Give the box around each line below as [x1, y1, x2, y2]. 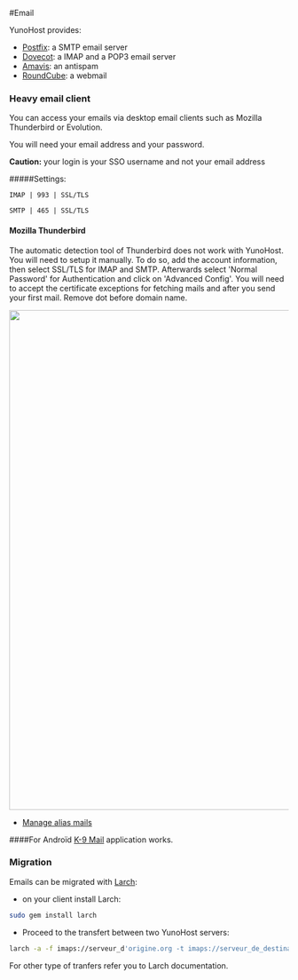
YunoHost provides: [9, 25, 82, 35]
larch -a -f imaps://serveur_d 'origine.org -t [9, 944, 184, 953]
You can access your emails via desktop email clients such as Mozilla [9, 113, 263, 123]
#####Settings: [9, 173, 67, 185]
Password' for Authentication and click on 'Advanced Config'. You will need [9, 273, 285, 283]
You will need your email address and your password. [9, 139, 205, 150]
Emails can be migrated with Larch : [9, 876, 137, 887]
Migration [9, 857, 52, 869]
